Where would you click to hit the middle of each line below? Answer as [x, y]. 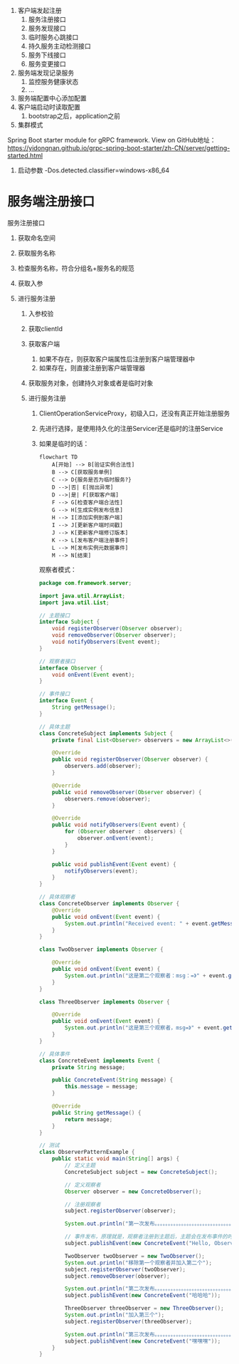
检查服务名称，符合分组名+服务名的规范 [76, 268]
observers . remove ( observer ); [107, 799]
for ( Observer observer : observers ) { [123, 832]
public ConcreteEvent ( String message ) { [113, 1080]
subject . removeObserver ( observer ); [117, 1276]
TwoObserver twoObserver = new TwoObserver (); [134, 1256]
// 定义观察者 [83, 1185]
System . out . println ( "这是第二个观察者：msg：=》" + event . [147, 975]
